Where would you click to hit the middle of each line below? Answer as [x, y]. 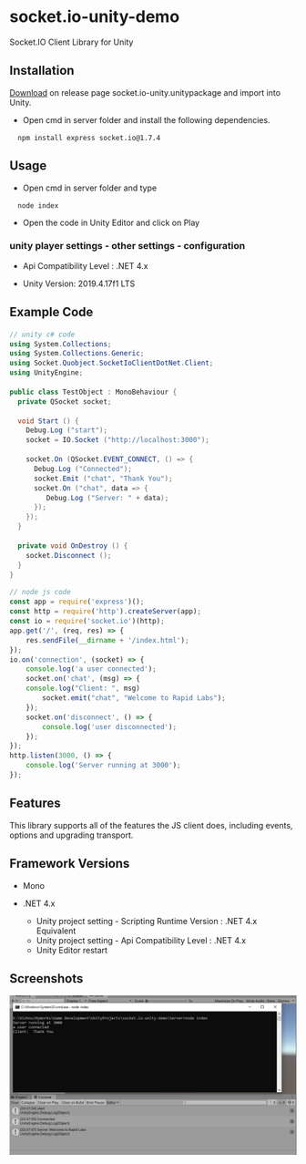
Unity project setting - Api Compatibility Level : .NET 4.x [141, 940]
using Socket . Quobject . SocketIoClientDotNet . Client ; [112, 363]
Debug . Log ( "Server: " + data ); [107, 498]
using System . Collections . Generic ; [77, 354]
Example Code [51, 312]
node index [38, 206]
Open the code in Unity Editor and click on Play [111, 222]
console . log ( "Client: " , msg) [83, 689]
